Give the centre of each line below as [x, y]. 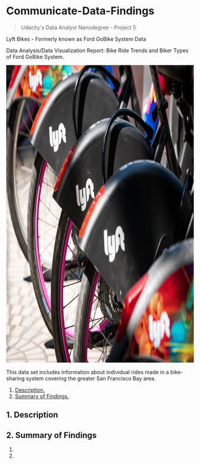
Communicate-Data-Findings [80, 11]
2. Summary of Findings [51, 435]
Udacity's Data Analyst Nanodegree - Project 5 [78, 27]
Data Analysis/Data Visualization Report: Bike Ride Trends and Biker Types [97, 50]
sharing [15, 378]
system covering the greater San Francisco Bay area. [91, 378]
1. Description [32, 415]
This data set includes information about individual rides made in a [88, 372]
